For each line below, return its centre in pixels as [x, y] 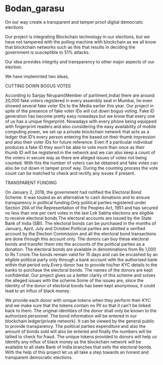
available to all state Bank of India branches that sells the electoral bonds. [79, 347]
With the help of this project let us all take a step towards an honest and [77, 352]
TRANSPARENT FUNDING [31, 182]
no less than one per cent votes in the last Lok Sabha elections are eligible [80, 213]
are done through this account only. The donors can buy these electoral [77, 239]
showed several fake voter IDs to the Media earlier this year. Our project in [80, 106]
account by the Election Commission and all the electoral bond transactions [81, 234]
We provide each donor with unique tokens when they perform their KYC [78, 300]
